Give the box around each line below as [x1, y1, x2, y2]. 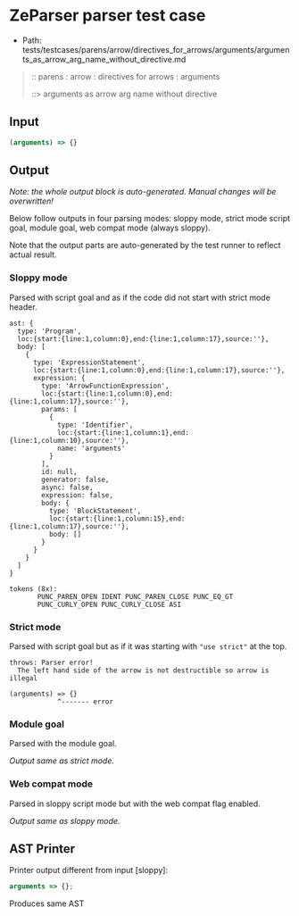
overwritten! [9, 196, 54, 206]
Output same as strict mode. [9, 755, 114, 766]
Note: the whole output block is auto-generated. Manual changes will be [9, 187, 277, 197]
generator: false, [41, 475, 110, 484]
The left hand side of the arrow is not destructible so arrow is [17, 666, 270, 675]
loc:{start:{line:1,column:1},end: [56, 428, 190, 437]
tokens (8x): [9, 584, 58, 594]
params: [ [41, 404, 78, 413]
